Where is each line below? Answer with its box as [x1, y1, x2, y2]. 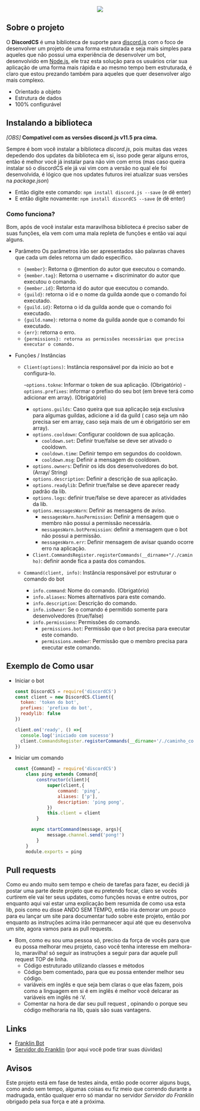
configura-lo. [23, 370, 57, 377]
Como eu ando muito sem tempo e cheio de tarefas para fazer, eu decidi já [6, 881, 189, 888]
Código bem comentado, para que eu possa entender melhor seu [23, 969, 185, 976]
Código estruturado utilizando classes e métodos [23, 962, 145, 969]
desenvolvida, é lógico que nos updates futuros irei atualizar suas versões [6, 170, 189, 178]
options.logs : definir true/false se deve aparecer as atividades [32, 494, 186, 501]
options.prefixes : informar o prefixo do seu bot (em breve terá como [23, 387, 194, 395]
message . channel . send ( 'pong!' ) [46, 832, 125, 838]
